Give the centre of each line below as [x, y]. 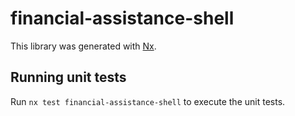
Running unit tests [68, 77]
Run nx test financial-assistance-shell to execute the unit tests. [148, 101]
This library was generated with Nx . [83, 46]
